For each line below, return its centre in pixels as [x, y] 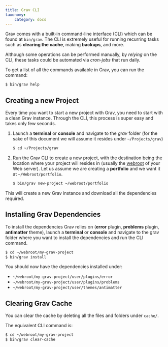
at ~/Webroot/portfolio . [38, 174]
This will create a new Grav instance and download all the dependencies [81, 193]
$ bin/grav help [22, 84]
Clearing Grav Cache [39, 303]
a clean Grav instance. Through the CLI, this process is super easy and [79, 118]
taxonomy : [16, 15]
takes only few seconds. [31, 124]
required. [15, 198]
